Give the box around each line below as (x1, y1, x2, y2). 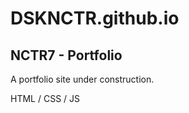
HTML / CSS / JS (10, 93, 81, 104)
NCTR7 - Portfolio (10, 47, 123, 64)
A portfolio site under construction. (10, 73, 155, 85)
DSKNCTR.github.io (10, 7, 180, 30)
